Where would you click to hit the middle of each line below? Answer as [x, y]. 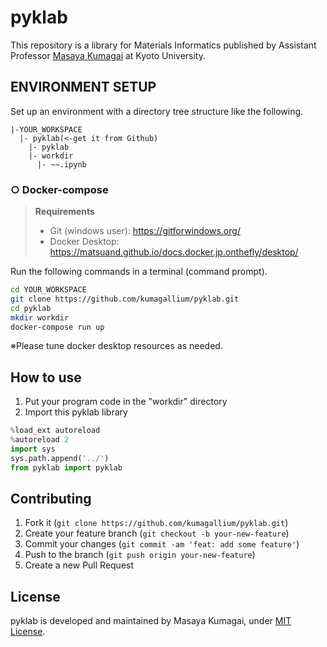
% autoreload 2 [40, 440]
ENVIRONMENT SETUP [83, 87]
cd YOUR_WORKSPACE [48, 290]
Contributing [51, 499]
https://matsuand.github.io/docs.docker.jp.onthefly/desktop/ [174, 252]
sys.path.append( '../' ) [60, 458]
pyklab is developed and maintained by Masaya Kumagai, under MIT [151, 621]
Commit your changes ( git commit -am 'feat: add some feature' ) [162, 544]
